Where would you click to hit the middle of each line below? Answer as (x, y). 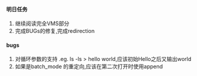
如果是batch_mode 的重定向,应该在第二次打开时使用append (89, 66)
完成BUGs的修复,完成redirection (55, 31)
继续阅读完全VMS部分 (42, 23)
